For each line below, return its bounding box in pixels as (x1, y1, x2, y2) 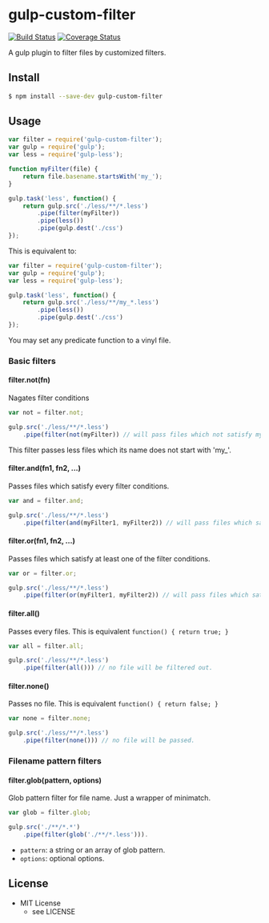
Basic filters (8, 355, 56, 366)
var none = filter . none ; (8, 715, 91, 723)
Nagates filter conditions (8, 393, 90, 403)
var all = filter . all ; (8, 642, 84, 650)
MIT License (19, 898, 62, 908)
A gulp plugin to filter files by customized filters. (8, 47, 167, 57)
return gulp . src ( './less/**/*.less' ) (22, 202, 149, 210)
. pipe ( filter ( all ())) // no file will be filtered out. (22, 664, 214, 672)
